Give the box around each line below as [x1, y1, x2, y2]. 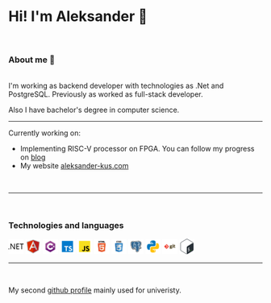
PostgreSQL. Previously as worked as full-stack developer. [8, 89, 203, 99]
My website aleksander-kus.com [19, 161, 129, 171]
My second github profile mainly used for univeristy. [8, 285, 181, 295]
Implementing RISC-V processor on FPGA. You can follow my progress [19, 144, 255, 154]
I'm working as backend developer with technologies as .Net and [8, 81, 224, 91]
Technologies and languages [8, 220, 124, 231]
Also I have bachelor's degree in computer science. [8, 105, 180, 115]
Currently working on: [8, 128, 81, 138]
